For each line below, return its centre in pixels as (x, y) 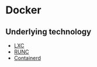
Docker (23, 10)
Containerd (27, 58)
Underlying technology (49, 32)
